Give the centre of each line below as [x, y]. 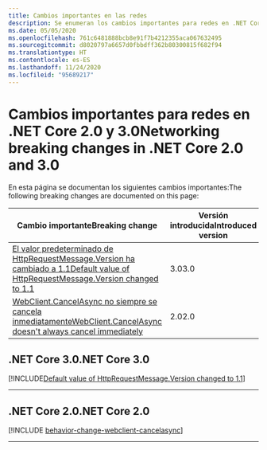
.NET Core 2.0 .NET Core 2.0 [79, 411]
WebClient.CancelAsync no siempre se [85, 301]
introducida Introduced [213, 225]
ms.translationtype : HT [48, 53]
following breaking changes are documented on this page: [104, 195]
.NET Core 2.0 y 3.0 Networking [114, 131]
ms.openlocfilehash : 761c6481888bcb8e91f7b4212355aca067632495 [115, 38]
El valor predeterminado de [63, 248]
